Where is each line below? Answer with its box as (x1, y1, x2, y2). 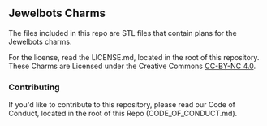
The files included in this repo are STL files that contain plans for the (8, 28, 237, 37)
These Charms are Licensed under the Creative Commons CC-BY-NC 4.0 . (8, 61, 256, 71)
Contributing (8, 81, 60, 93)
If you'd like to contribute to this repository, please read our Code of (8, 100, 236, 110)
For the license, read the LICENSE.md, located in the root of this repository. (8, 52, 260, 62)
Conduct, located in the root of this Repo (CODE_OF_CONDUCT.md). (8, 109, 238, 119)
